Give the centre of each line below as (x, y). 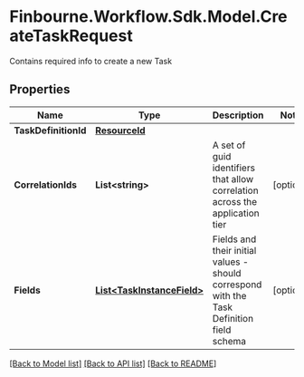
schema (229, 341)
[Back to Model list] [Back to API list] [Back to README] (113, 363)
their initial (234, 250)
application (236, 213)
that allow (233, 179)
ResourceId (120, 130)
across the (235, 201)
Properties (40, 89)
